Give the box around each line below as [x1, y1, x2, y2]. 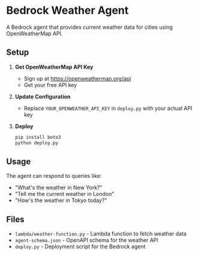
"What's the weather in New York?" [14, 184, 103, 191]
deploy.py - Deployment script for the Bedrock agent [14, 243, 146, 250]
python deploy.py [14, 139, 59, 146]
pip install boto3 [14, 134, 61, 140]
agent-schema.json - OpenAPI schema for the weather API [14, 237, 158, 244]
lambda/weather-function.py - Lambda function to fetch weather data [14, 230, 187, 237]
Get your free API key [23, 81, 77, 88]
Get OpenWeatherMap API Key [14, 63, 94, 70]
